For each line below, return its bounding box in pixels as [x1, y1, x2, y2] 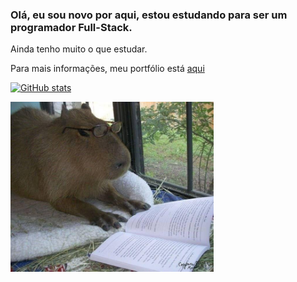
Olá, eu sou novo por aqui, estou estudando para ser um [10, 8, 288, 22]
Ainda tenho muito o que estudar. [10, 43, 148, 55]
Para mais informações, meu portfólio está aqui [10, 63, 205, 75]
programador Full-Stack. [10, 20, 133, 34]
